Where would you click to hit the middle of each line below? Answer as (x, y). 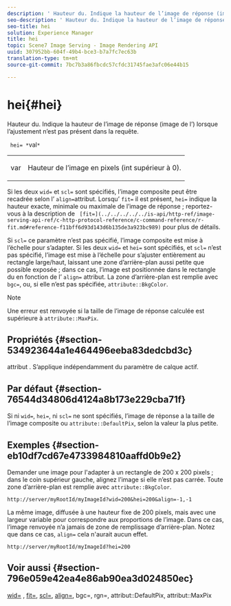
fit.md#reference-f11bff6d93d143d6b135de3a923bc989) (84, 227)
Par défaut (30, 389)
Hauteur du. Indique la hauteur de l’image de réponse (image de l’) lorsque (113, 124)
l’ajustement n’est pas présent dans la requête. (73, 131)
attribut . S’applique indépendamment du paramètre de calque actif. (103, 367)
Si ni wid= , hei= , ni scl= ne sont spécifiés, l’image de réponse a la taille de (111, 416)
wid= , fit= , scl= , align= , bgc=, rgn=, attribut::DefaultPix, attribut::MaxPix (109, 595)
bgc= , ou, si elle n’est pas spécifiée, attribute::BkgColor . (88, 284)
